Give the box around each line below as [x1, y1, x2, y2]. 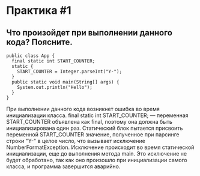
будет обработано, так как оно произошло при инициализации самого [6, 157, 187, 163]
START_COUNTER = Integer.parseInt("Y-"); [17, 68, 122, 74]
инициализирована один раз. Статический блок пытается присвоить [6, 124, 183, 132]
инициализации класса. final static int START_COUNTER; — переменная [6, 112, 189, 119]
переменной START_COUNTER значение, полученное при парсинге [6, 131, 180, 138]
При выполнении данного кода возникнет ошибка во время [6, 106, 160, 112]
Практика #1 [6, 4, 71, 17]
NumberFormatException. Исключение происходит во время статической [6, 144, 195, 151]
